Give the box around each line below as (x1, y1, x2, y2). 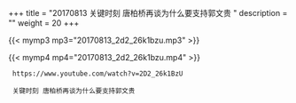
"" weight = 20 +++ (8, 18, 80, 28)
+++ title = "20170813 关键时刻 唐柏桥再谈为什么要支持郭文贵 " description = (8, 8, 288, 18)
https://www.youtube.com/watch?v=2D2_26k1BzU (12, 69, 183, 78)
